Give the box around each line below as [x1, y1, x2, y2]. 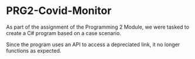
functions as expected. [6, 47, 61, 54]
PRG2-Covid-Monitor [6, 4, 112, 18]
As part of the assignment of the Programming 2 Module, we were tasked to [6, 23, 189, 30]
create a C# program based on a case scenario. [6, 29, 121, 36]
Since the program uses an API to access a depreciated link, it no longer [6, 41, 180, 48]
